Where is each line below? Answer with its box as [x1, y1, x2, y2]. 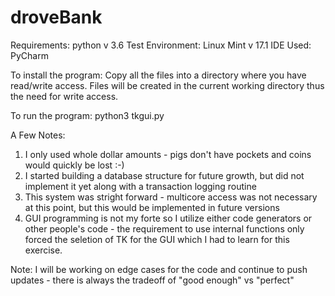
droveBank [10, 6, 103, 29]
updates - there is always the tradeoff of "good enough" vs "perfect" [10, 274, 295, 286]
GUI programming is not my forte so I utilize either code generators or [24, 212, 313, 224]
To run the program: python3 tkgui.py [10, 109, 165, 121]
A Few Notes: [10, 129, 66, 141]
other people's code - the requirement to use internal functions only [24, 222, 305, 235]
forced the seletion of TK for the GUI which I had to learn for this [24, 233, 290, 245]
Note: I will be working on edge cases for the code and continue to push [10, 263, 308, 275]
